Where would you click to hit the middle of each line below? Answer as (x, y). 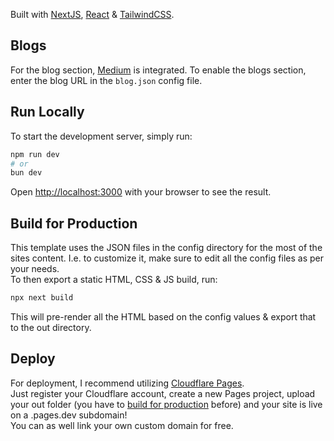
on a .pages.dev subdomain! (69, 415)
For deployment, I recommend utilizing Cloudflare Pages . (127, 383)
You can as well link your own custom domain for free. (122, 425)
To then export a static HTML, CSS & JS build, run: (114, 280)
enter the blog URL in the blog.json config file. (106, 80)
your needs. (35, 269)
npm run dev (35, 154)
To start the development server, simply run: (101, 136)
